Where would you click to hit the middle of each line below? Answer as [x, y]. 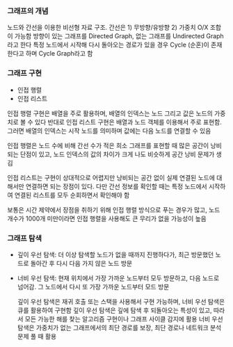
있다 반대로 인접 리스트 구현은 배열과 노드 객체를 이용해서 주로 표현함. [128, 122]
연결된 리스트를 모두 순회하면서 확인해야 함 [72, 195]
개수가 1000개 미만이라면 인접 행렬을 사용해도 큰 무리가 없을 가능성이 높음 [107, 218]
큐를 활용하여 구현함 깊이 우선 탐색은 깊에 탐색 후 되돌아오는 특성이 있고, [114, 310]
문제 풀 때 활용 [37, 336]
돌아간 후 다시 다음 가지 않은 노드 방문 [81, 263]
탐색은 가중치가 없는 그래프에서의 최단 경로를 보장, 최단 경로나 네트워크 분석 [119, 328]
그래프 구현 [25, 73]
